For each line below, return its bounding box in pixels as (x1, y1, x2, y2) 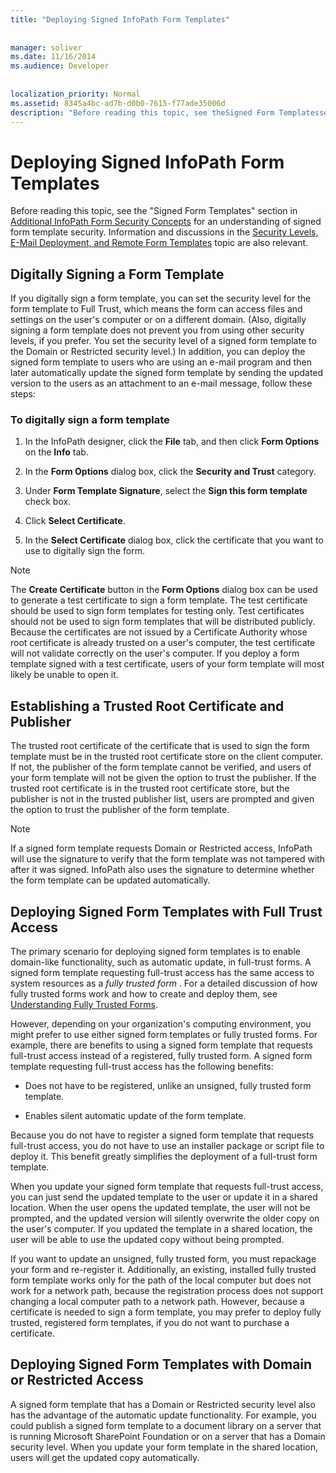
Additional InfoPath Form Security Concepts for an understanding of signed (10, 216, 322, 228)
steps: (10, 388, 36, 400)
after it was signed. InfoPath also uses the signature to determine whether (10, 864, 315, 876)
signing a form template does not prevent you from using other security (10, 324, 305, 336)
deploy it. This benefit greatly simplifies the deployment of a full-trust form (10, 1151, 318, 1163)
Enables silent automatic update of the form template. (24, 1110, 247, 1122)
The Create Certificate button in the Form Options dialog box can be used (10, 584, 318, 596)
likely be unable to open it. (10, 669, 119, 681)
